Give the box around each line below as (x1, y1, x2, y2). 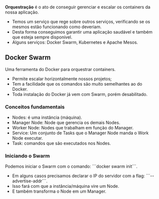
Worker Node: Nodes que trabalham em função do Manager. (12, 125, 134, 131)
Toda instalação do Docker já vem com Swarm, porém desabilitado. (12, 91, 148, 97)
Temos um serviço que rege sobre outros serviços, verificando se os (12, 19, 150, 24)
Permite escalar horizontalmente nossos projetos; (12, 75, 112, 82)
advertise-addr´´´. (12, 178, 48, 184)
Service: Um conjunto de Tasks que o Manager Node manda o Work (12, 130, 149, 136)
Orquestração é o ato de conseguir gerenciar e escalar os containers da (5, 4, 151, 10)
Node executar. (12, 135, 43, 141)
